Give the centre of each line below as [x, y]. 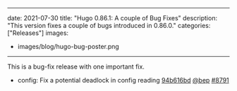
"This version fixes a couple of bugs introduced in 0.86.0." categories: [109, 26]
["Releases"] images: [38, 33]
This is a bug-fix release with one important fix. [76, 66]
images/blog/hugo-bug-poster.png [68, 47]
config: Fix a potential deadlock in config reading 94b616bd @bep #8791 [123, 80]
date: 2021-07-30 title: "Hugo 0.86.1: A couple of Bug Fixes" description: [112, 18]
